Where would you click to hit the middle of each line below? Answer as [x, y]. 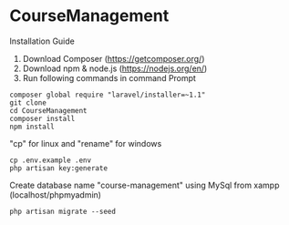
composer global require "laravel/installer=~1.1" [108, 95]
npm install [32, 127]
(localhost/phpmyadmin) [56, 194]
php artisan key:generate [58, 168]
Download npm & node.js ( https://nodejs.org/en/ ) [115, 68]
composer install [42, 118]
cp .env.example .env [51, 160]
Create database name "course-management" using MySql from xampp [144, 185]
